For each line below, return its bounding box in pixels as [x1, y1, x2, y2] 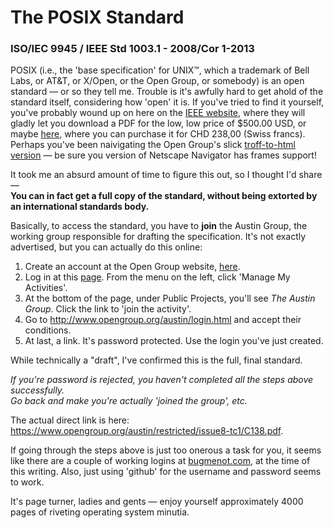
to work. [10, 476, 45, 488]
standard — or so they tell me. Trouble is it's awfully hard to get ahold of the [10, 86, 324, 98]
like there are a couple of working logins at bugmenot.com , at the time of [10, 455, 311, 467]
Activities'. [24, 282, 68, 294]
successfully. [10, 384, 65, 396]
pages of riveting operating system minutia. [10, 506, 190, 518]
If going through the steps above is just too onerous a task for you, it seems [10, 444, 322, 456]
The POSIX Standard [10, 6, 185, 29]
